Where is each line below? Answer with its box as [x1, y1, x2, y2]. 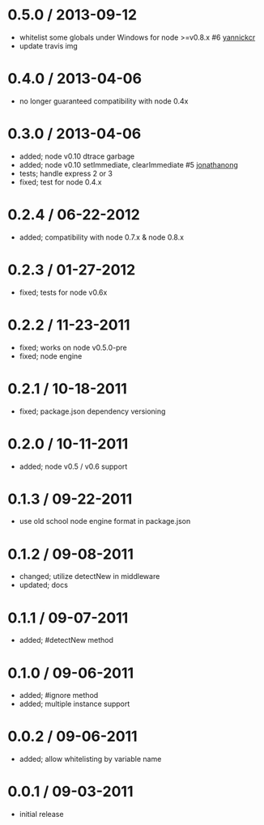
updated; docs [19, 580, 68, 590]
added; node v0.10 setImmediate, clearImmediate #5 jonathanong [19, 159, 238, 169]
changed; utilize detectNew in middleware [19, 572, 160, 581]
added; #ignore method [19, 691, 99, 700]
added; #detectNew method [19, 636, 114, 645]
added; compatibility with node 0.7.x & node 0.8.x [19, 232, 184, 242]
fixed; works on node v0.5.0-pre [19, 342, 127, 352]
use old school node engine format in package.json [19, 517, 191, 526]
